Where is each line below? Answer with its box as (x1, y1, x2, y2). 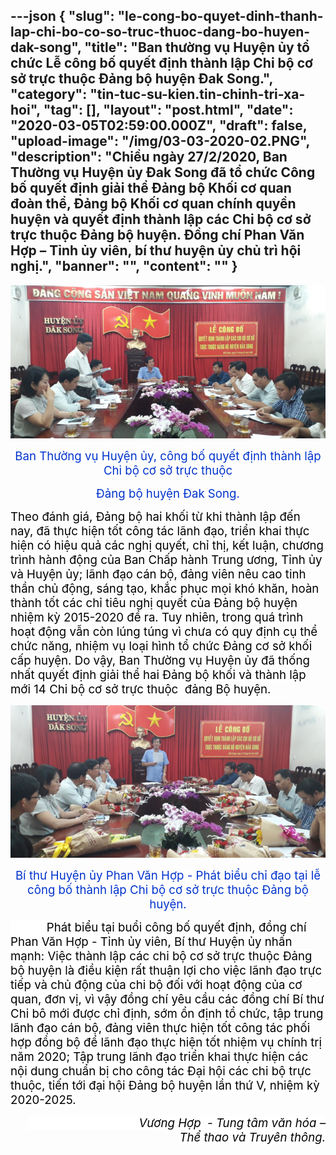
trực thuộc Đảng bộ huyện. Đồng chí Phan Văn (10, 227, 305, 244)
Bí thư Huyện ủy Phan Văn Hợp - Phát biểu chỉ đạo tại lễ (14, 867, 322, 883)
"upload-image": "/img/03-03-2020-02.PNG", (10, 133, 310, 150)
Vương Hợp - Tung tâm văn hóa (138, 1115, 317, 1131)
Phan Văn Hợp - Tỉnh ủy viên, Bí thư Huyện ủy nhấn (10, 934, 293, 949)
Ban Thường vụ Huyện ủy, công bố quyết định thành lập (14, 449, 322, 464)
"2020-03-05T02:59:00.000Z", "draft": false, (10, 117, 308, 134)
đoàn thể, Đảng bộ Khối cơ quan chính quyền (10, 195, 297, 213)
